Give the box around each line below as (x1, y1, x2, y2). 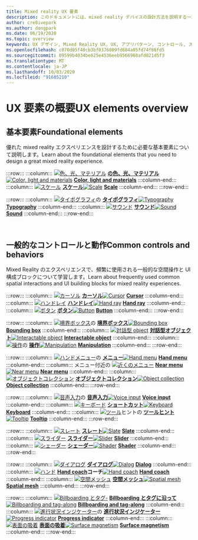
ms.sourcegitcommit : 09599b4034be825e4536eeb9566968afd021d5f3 (6, 52, 165, 58)
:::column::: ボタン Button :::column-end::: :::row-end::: (6, 307, 184, 314)
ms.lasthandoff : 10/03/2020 (6, 69, 75, 75)
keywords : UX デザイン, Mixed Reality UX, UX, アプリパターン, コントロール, (6, 42, 186, 48)
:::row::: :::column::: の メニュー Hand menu (6, 354, 187, 361)
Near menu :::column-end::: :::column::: (40, 368, 137, 375)
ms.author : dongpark (6, 25, 57, 31)
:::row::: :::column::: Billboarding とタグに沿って (6, 494, 177, 501)
